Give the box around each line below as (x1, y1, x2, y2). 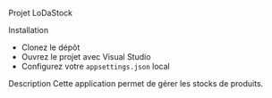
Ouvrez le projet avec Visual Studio (21, 52, 151, 61)
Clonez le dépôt (21, 42, 81, 53)
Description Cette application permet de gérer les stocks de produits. (8, 78, 264, 88)
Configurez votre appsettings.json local (21, 61, 171, 71)
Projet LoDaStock (8, 8, 73, 18)
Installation (8, 25, 49, 35)
